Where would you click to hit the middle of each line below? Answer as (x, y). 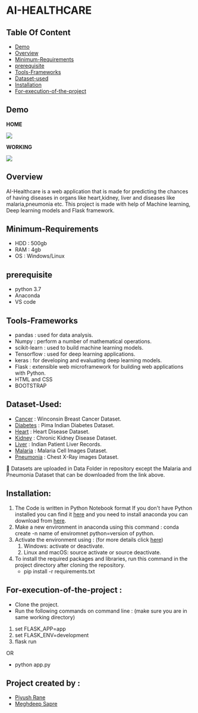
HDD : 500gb (31, 243)
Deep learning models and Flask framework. (60, 210)
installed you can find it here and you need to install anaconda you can (101, 514)
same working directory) (45, 617)
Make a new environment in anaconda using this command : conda (97, 527)
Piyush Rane (30, 697)
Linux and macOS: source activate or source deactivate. (92, 552)
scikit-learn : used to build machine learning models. (79, 348)
